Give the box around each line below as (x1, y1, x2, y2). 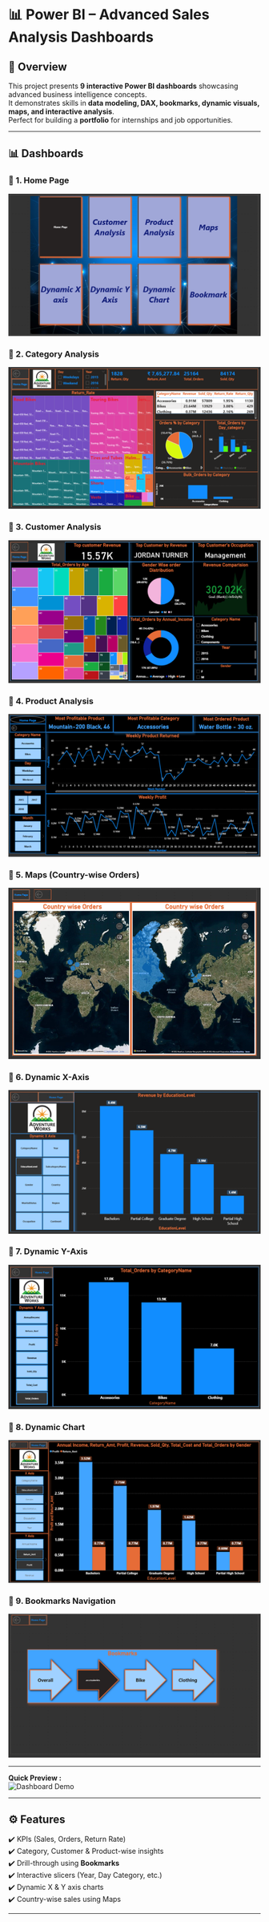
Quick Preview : (8, 1773, 62, 1783)
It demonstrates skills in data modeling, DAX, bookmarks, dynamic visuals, (8, 99, 260, 107)
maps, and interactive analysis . (8, 107, 114, 116)
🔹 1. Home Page (8, 175, 70, 186)
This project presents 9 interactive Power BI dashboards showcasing (8, 81, 239, 91)
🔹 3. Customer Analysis (8, 522, 102, 533)
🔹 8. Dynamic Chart (8, 1421, 86, 1432)
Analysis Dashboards (8, 28, 154, 46)
